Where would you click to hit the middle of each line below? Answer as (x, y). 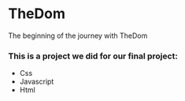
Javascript (37, 82)
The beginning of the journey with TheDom (78, 36)
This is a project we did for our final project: (93, 56)
